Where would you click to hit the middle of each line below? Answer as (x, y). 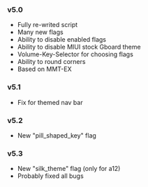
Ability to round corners (51, 62)
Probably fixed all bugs (50, 176)
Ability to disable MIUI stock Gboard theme (79, 47)
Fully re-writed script (47, 25)
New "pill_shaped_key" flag (57, 135)
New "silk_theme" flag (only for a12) (69, 169)
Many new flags (40, 32)
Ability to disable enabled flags (62, 40)
